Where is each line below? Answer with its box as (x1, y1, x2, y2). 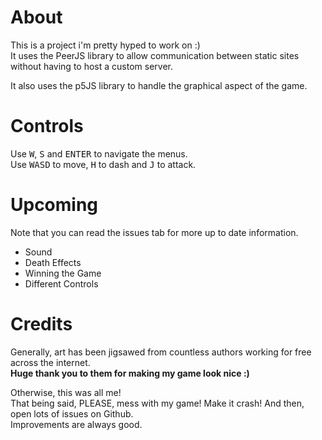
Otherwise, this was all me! (10, 386, 122, 398)
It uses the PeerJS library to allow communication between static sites (10, 49, 300, 61)
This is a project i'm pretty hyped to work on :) (10, 39, 201, 51)
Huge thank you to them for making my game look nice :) (10, 367, 250, 379)
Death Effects (24, 256, 82, 268)
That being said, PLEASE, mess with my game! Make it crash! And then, (10, 397, 305, 409)
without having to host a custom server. (10, 60, 173, 72)
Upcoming (10, 194, 99, 216)
